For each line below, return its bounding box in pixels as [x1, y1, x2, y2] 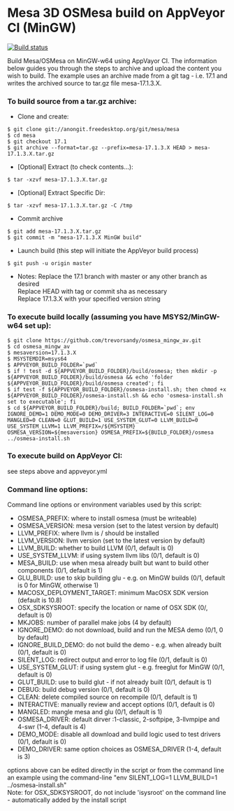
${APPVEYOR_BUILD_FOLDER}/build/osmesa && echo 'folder [7, 374, 173, 381]
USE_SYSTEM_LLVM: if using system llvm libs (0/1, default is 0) [17, 552, 200, 560]
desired [17, 280, 40, 288]
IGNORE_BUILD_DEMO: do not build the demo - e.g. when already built [17, 641, 222, 649]
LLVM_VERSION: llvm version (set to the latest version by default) [17, 536, 205, 545]
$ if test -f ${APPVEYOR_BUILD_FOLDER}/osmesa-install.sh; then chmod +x [7, 386, 227, 393]
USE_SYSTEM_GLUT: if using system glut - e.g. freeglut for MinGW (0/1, [17, 663, 225, 672]
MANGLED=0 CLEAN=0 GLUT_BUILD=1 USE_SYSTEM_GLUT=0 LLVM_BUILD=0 [7, 416, 198, 423]
